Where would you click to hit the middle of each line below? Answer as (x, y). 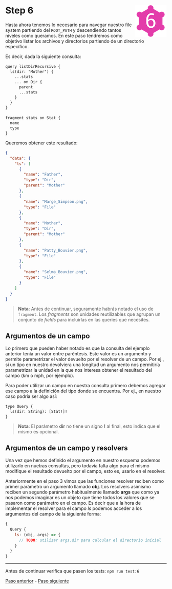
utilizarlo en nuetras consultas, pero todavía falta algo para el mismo (77, 466)
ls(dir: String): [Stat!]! (39, 412)
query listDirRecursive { (33, 66)
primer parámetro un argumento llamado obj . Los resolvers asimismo (78, 487)
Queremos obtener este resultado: (41, 143)
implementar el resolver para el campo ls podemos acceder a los (74, 508)
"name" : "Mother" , (43, 223)
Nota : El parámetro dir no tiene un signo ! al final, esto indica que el (89, 426)
